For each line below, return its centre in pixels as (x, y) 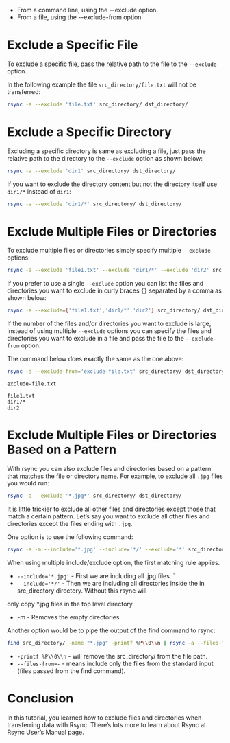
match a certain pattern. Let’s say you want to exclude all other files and (108, 516)
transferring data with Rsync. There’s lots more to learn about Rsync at (107, 724)
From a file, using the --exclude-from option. (80, 17)
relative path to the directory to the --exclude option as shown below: (105, 158)
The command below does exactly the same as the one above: (95, 359)
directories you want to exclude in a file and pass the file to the (96, 339)
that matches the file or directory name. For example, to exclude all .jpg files (115, 476)
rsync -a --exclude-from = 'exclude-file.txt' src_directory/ (95, 371)
